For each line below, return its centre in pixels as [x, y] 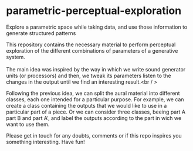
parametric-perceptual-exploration [94, 11]
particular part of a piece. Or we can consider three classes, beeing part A [96, 112]
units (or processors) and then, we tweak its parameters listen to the [89, 75]
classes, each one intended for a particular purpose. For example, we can [95, 99]
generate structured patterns [41, 33]
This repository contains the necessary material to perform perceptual [91, 44]
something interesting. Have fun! [45, 142]
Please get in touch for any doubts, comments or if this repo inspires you [94, 135]
